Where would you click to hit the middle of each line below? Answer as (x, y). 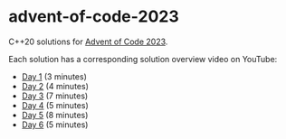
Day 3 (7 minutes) (55, 96)
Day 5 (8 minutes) (55, 115)
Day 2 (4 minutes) (55, 86)
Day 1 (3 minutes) (54, 76)
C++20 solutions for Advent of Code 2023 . (88, 42)
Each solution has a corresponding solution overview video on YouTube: (143, 59)
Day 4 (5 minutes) (55, 105)
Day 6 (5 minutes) (55, 125)
